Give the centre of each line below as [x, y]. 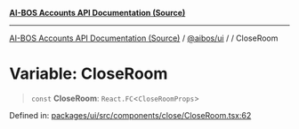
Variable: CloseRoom [89, 74]
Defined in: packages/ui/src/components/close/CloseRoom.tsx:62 [130, 115]
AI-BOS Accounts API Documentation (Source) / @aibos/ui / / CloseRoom [144, 38]
